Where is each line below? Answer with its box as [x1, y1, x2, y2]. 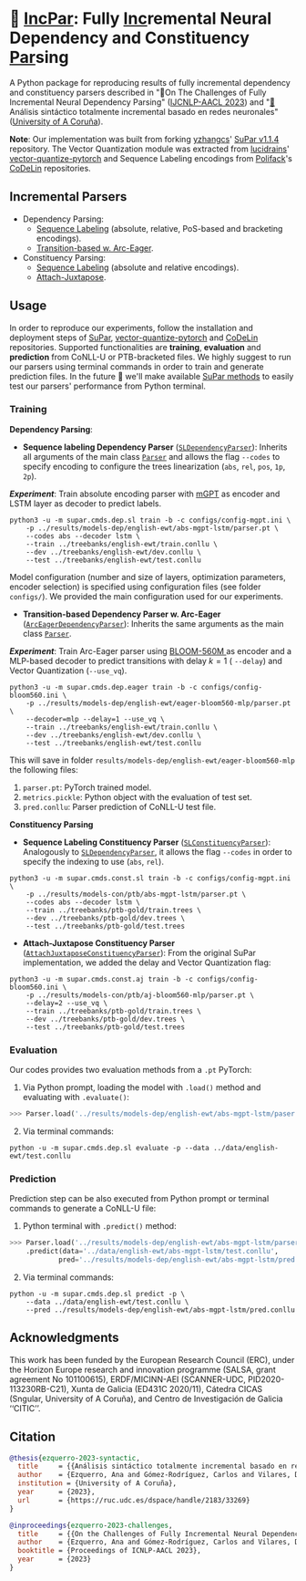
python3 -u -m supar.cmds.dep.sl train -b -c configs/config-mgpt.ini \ [9, 515, 291, 525]
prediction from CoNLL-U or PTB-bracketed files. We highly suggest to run [9, 351, 291, 362]
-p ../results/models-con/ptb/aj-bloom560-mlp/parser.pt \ [25, 990, 255, 1000]
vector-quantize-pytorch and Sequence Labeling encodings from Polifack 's [9, 152, 293, 163]
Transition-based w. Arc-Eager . [36, 242, 154, 254]
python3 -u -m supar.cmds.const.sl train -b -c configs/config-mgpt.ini [9, 873, 291, 883]
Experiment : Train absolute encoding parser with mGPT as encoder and [9, 488, 280, 499]
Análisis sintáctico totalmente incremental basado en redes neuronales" [9, 106, 280, 117]
